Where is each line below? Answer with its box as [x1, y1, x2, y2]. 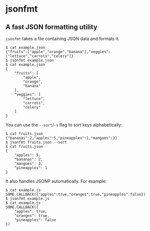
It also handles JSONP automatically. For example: [5, 178, 107, 184]
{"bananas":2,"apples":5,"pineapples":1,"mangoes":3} [5, 135, 118, 140]
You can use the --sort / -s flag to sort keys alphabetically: [5, 122, 123, 128]
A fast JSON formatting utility [5, 23, 98, 31]
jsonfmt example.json [10, 58, 54, 63]
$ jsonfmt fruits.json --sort [5, 140, 67, 145]
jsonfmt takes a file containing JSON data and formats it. [5, 36, 120, 41]
